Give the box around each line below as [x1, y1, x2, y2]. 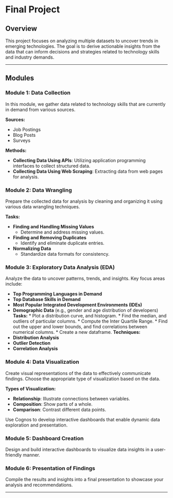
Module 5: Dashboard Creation [5, 435, 84, 442]
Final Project [5, 4, 60, 15]
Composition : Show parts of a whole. [12, 401, 93, 407]
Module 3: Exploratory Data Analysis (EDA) [5, 263, 115, 271]
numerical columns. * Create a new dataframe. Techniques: [12, 329, 141, 335]
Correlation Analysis [12, 346, 58, 352]
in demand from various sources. [5, 106, 76, 113]
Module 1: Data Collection [5, 89, 71, 96]
